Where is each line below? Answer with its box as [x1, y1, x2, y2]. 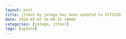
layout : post [5, 7, 33, 13]
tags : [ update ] [5, 26, 37, 31]
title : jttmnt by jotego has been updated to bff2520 [5, 12, 121, 17]
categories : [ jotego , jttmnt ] [5, 21, 69, 27]
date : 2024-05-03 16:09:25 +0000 [5, 17, 76, 22]
